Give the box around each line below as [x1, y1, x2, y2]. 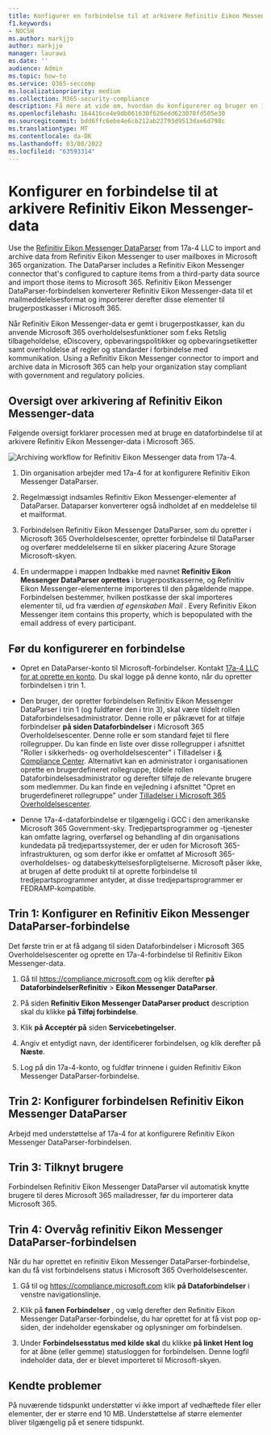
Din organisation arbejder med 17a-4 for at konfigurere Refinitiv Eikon [19, 468, 250, 478]
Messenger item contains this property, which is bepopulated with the [19, 610, 252, 620]
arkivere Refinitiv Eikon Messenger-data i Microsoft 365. [8, 437, 195, 447]
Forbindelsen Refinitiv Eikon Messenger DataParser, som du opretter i [19, 525, 252, 535]
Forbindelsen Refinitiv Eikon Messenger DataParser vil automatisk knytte [8, 1182, 250, 1192]
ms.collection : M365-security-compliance [8, 95, 150, 103]
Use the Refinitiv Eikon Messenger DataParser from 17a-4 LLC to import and [8, 243, 261, 253]
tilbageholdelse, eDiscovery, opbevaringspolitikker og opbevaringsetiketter [8, 337, 258, 346]
